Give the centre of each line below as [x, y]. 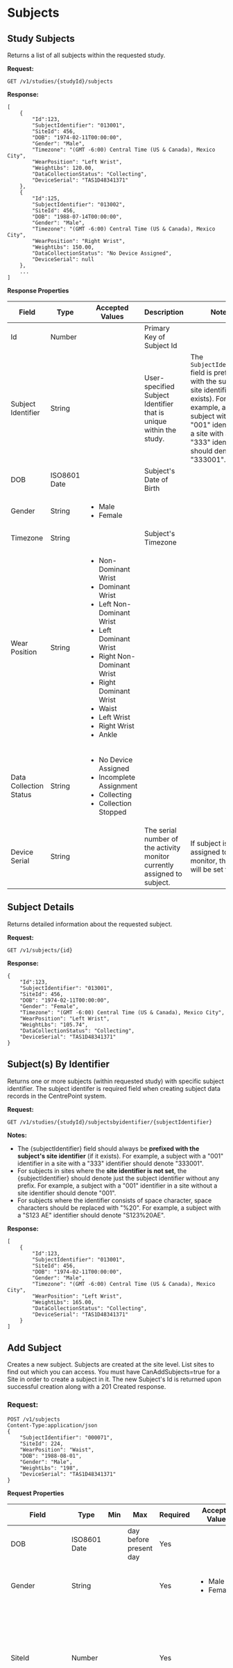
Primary [157, 328]
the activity [163, 848]
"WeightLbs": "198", [49, 1468]
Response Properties [38, 291]
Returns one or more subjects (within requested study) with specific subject [115, 1081]
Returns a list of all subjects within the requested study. [86, 55]
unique [156, 421]
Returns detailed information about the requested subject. [90, 924]
